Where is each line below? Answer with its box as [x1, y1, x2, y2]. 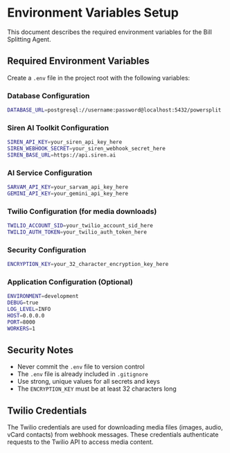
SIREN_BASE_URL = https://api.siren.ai [7, 151, 116, 159]
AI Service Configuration [7, 168, 93, 177]
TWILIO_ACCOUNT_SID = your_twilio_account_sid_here [7, 222, 154, 229]
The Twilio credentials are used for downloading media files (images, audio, [7, 423, 223, 432]
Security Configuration [7, 245, 87, 254]
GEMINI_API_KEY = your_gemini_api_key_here [7, 190, 129, 197]
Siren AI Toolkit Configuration [7, 123, 109, 132]
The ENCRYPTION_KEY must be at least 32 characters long [17, 384, 177, 393]
